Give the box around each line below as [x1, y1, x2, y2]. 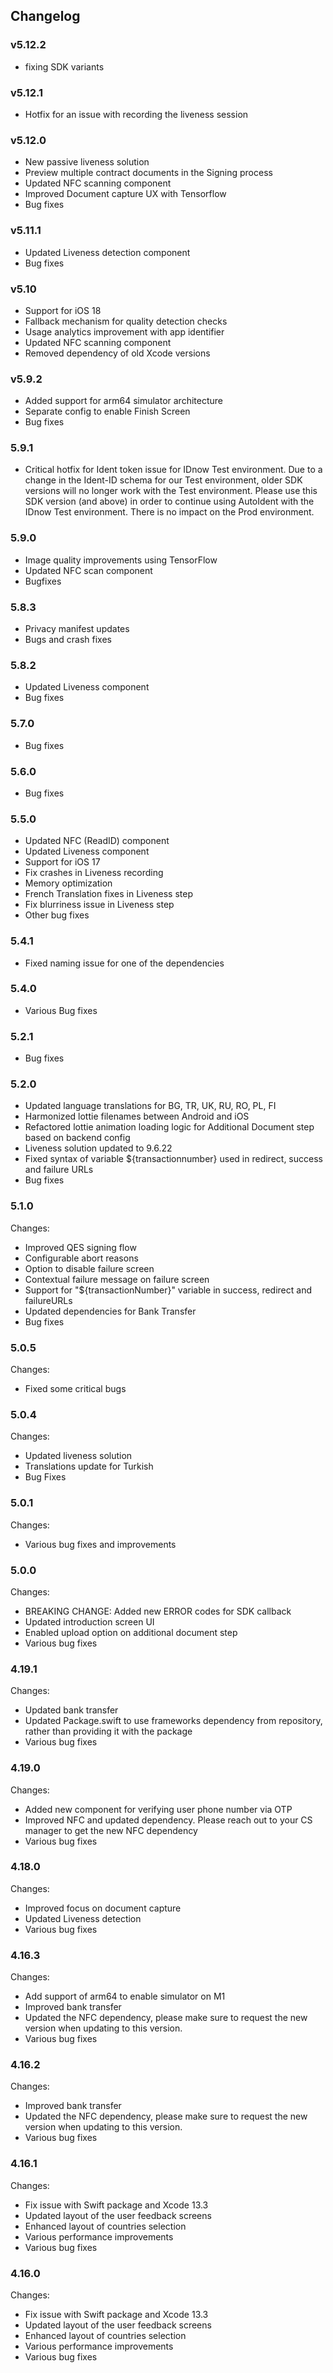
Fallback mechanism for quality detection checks [24, 315, 228, 327]
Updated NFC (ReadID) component [24, 835, 170, 847]
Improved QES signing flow [24, 1241, 137, 1253]
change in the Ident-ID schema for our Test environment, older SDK [24, 474, 303, 486]
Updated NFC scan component [24, 564, 153, 576]
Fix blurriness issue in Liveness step [24, 899, 175, 911]
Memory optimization [24, 877, 113, 889]
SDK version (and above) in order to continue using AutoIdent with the [24, 495, 315, 508]
